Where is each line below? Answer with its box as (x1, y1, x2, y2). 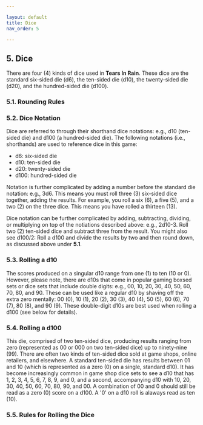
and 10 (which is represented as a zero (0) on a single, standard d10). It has (6, 363, 195, 370)
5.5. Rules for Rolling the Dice (6, 410, 95, 419)
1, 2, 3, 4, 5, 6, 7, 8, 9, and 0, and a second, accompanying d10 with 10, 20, (6, 376, 191, 383)
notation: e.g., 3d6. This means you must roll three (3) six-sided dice (6, 190, 178, 198)
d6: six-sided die (15, 153, 58, 160)
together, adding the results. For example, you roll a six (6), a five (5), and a (6, 196, 194, 204)
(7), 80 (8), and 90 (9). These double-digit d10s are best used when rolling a (6, 302, 197, 309)
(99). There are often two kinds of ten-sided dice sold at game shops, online (6, 350, 197, 358)
